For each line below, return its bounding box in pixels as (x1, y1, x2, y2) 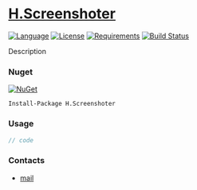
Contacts (8, 155, 45, 166)
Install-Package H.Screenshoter (8, 100, 116, 108)
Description (8, 46, 46, 56)
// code (8, 136, 34, 144)
